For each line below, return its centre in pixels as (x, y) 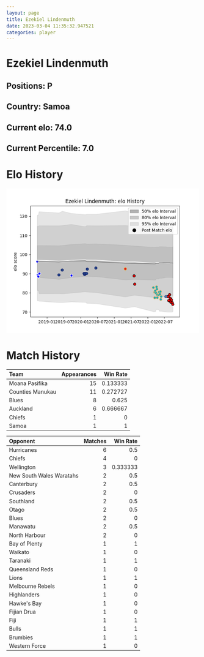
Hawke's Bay (25, 603)
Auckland (21, 409)
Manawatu (22, 527)
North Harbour (27, 535)
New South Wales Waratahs (44, 475)
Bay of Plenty (26, 543)
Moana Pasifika (28, 383)
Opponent (22, 441)
